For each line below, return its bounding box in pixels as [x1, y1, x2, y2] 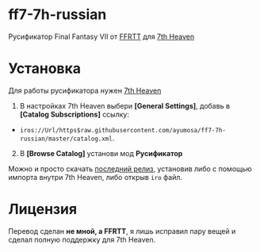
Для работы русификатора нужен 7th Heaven [8, 86, 162, 95]
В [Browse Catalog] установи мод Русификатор [19, 148, 183, 158]
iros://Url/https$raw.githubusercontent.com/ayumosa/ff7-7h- [19, 126, 227, 134]
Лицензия [8, 200, 78, 219]
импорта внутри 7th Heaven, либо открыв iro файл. [8, 172, 183, 181]
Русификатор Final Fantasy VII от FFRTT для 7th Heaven [8, 32, 195, 41]
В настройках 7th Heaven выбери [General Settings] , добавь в [19, 101, 231, 110]
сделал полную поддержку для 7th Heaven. [8, 235, 156, 244]
